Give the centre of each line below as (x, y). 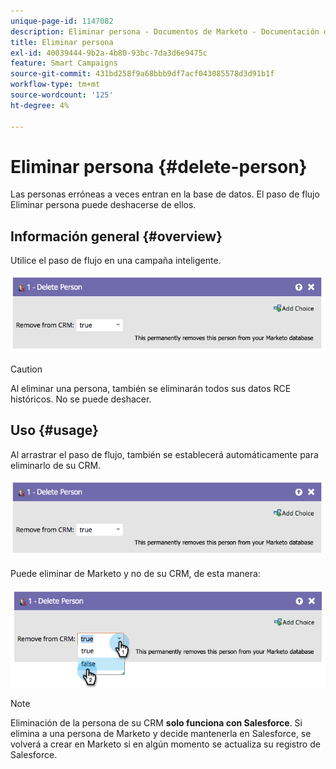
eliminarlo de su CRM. (56, 465)
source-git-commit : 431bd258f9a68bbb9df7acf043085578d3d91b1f (142, 74)
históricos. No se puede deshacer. (81, 399)
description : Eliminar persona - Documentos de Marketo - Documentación (165, 31)
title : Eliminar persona (62, 42)
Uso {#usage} (54, 430)
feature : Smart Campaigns (64, 63)
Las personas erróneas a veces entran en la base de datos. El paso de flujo (165, 194)
